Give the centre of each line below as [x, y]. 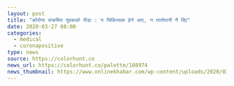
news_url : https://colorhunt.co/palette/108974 [78, 65]
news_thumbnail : [31, 71]
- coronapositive [39, 46]
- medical [28, 40]
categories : [24, 33]
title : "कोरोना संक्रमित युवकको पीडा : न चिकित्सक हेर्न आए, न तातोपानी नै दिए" [99, 20]
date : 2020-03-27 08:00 [42, 26]
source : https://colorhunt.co [51, 59]
